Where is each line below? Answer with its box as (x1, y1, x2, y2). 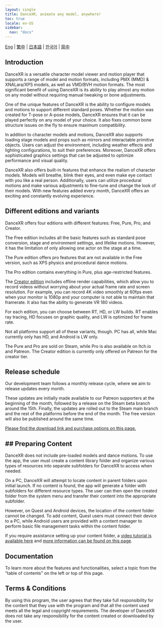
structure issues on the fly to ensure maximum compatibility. (5, 122, 127, 128)
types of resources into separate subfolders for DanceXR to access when (5, 463, 152, 469)
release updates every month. (5, 386, 65, 392)
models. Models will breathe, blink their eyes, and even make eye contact (5, 172, 152, 178)
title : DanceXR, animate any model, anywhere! (5, 12, 101, 17)
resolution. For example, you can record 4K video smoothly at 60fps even (5, 289, 153, 295)
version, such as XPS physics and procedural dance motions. (5, 260, 128, 265)
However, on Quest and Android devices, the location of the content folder (5, 508, 154, 514)
